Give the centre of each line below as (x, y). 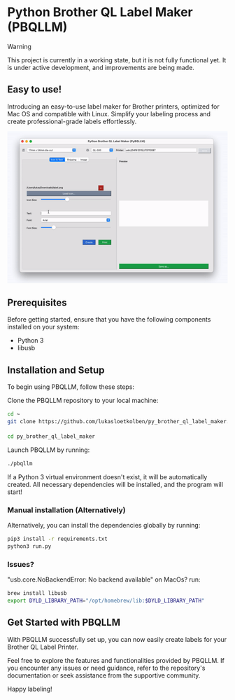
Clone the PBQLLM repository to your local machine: (83, 401)
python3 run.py (29, 546)
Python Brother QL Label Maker (100, 12)
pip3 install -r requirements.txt (58, 539)
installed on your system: (43, 327)
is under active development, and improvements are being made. (101, 67)
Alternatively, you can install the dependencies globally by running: (104, 525)
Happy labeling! (30, 689)
